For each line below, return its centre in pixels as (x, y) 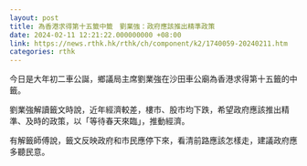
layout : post (34, 18)
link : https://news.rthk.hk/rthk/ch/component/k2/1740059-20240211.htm (148, 43)
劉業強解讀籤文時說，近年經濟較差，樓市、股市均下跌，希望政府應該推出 (145, 109)
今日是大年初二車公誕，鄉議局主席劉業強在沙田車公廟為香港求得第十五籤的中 (153, 79)
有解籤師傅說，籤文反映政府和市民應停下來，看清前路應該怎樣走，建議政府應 (153, 140)
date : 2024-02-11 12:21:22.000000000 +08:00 (95, 35)
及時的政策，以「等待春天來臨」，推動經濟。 (107, 121)
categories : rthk (42, 52)
